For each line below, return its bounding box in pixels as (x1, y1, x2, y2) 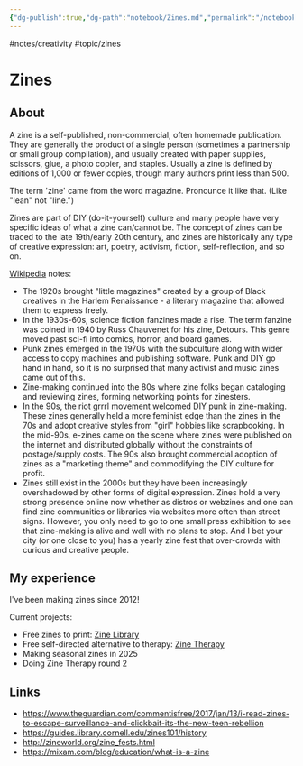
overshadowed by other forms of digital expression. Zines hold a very (22, 486, 281, 497)
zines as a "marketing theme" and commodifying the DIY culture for (22, 457, 275, 469)
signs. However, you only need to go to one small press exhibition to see (22, 515, 291, 526)
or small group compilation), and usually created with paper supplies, (9, 148, 266, 159)
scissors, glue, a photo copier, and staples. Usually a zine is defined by (9, 158, 273, 169)
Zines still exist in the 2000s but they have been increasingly (22, 477, 248, 488)
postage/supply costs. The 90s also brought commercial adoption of (22, 448, 278, 459)
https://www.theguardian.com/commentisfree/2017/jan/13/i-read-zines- (22, 708, 290, 719)
